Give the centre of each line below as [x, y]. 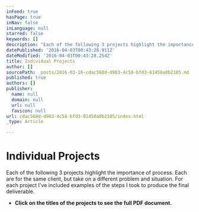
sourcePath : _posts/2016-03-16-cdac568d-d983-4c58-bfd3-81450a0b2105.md [98, 72]
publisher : [20, 89]
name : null [25, 94]
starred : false [25, 34]
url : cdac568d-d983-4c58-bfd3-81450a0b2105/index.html [75, 116]
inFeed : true [22, 12]
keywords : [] [22, 39]
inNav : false [22, 23]
